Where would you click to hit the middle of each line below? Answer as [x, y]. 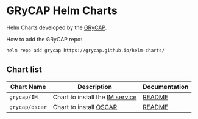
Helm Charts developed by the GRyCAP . [57, 27]
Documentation [166, 87]
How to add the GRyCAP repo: [44, 39]
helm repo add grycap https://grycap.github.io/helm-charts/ [86, 50]
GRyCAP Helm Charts [62, 11]
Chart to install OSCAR [85, 107]
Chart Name [28, 87]
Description [95, 87]
